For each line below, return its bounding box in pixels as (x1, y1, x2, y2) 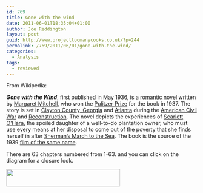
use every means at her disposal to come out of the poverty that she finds (6, 126, 191, 134)
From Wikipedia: (6, 82, 47, 89)
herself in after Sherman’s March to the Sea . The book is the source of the (6, 132, 191, 140)
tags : (6, 59, 20, 66)
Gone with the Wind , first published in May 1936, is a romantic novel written (6, 93, 196, 101)
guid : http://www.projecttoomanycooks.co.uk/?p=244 (6, 37, 139, 43)
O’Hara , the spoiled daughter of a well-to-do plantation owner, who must (6, 120, 188, 127)
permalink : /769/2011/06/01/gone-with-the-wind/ (6, 43, 131, 49)
